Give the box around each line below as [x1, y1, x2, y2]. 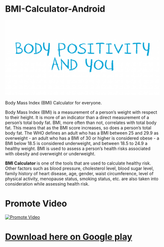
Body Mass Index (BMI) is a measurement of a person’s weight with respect [5, 109, 158, 115]
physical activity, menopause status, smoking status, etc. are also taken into [5, 176, 159, 182]
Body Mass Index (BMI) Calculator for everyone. [5, 100, 102, 106]
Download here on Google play [5, 231, 133, 243]
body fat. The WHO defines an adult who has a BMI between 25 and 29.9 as [5, 130, 159, 136]
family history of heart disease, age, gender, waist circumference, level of [5, 171, 154, 177]
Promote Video [5, 198, 68, 209]
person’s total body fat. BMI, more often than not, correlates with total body [5, 120, 157, 125]
